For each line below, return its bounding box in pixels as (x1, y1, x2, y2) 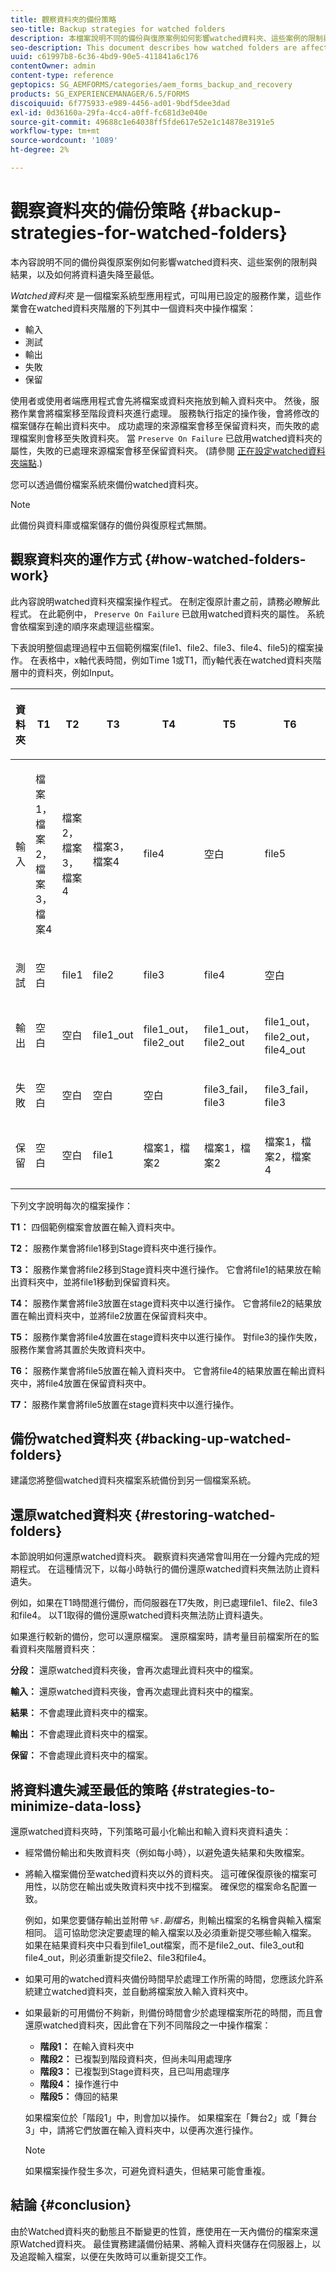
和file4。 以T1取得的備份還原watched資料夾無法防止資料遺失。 (10, 1609, 269, 1621)
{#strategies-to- (170, 1781, 276, 1798)
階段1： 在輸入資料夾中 (39, 2041, 135, 2053)
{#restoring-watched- (134, 1506, 276, 1523)
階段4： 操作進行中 (39, 2078, 119, 2090)
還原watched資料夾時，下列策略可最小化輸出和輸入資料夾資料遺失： (10, 1826, 292, 1838)
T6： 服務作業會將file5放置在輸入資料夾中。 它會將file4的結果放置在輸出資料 (10, 1364, 326, 1376)
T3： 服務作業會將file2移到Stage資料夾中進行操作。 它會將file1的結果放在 (10, 1263, 313, 1275)
